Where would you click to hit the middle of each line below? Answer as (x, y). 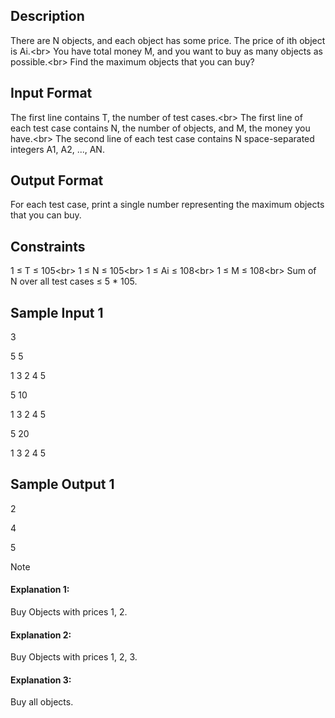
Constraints (48, 246)
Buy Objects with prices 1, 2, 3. (74, 657)
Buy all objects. (42, 702)
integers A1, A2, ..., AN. (57, 149)
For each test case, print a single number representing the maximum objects (167, 205)
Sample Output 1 (62, 484)
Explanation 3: (41, 680)
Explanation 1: (40, 590)
